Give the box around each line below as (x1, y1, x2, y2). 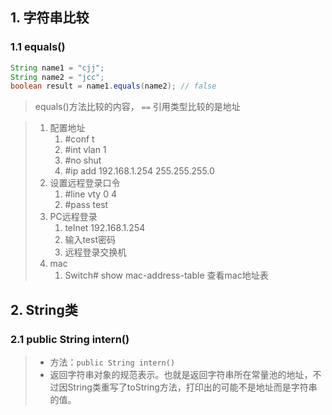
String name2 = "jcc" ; (10, 72, 105, 82)
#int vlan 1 (64, 144, 107, 156)
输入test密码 (64, 234, 116, 246)
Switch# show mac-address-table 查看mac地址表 (64, 269, 269, 282)
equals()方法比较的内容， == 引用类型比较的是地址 (34, 101, 241, 113)
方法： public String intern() (49, 356, 176, 368)
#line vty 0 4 (64, 188, 117, 200)
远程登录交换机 (64, 246, 127, 258)
